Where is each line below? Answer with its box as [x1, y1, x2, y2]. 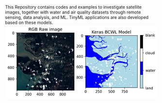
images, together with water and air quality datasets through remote [5, 9, 141, 15]
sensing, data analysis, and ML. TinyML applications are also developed [5, 15, 149, 20]
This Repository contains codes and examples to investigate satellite [5, 4, 142, 10]
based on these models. [5, 19, 53, 25]
